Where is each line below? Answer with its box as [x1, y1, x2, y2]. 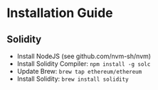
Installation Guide [6, 5, 113, 21]
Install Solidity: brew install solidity [16, 74, 129, 83]
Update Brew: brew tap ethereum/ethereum [16, 67, 142, 75]
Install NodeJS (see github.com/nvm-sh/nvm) [16, 52, 151, 60]
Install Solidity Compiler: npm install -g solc [16, 60, 151, 68]
